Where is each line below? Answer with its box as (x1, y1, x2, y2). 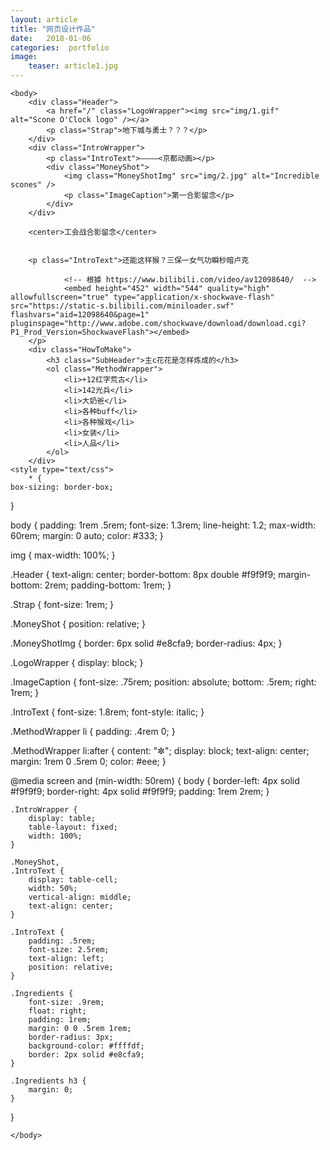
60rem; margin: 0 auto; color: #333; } (10, 530, 164, 541)
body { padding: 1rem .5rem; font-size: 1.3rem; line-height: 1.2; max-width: (10, 519, 317, 531)
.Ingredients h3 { (10, 1076, 87, 1086)
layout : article (10, 14, 78, 25)
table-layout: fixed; (28, 822, 118, 832)
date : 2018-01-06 (10, 33, 92, 43)
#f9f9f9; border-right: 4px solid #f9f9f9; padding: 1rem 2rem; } (10, 786, 270, 797)
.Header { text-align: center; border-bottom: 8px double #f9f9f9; (10, 569, 277, 580)
